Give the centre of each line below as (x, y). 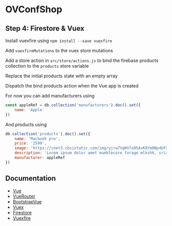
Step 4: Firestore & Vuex (45, 28)
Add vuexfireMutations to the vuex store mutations (59, 50)
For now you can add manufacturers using (50, 96)
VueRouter (24, 196)
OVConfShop (34, 9)
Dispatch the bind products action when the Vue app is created (72, 86)
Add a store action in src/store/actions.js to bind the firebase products (82, 60)
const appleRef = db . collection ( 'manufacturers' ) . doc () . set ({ (73, 105)
